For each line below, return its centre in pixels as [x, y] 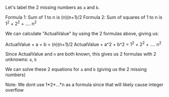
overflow [15, 90]
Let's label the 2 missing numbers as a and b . [52, 7]
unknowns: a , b [21, 59]
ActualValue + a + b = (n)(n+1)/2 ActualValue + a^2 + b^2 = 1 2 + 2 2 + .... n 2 [83, 44]
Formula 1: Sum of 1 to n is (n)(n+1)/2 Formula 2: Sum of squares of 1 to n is [84, 17]
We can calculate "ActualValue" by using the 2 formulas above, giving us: [82, 33]
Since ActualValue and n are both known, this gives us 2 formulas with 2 [81, 54]
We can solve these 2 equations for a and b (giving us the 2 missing [76, 69]
